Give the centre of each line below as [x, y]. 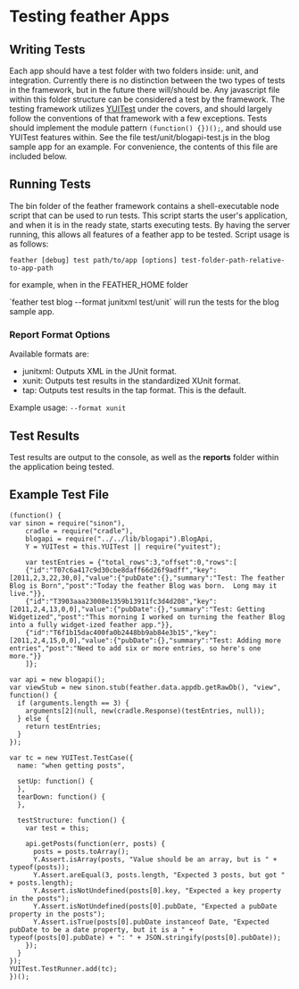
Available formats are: [49, 354]
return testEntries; [63, 726]
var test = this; [58, 828]
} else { [33, 718]
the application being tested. [62, 466]
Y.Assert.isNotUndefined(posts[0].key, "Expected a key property [157, 891]
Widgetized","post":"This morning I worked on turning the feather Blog [147, 617]
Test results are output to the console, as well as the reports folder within [144, 457]
